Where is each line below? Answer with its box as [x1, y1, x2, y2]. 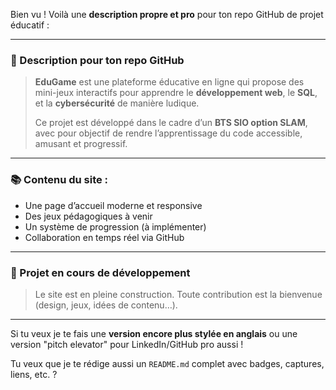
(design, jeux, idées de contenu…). [34, 299, 178, 311]
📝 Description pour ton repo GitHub [10, 53, 185, 67]
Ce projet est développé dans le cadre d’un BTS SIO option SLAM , [34, 117, 308, 129]
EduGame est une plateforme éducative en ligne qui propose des [34, 76, 305, 88]
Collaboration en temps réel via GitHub [24, 231, 185, 243]
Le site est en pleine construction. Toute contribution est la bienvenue [34, 288, 323, 300]
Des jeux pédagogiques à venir [24, 210, 153, 222]
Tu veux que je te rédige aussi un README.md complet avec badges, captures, [10, 357, 325, 369]
